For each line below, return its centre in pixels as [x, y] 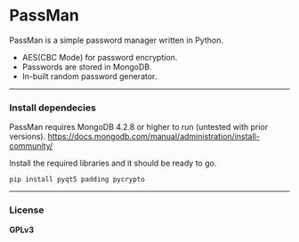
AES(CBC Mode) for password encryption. [100, 57]
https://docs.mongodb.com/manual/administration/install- [154, 137]
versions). [28, 137]
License [27, 210]
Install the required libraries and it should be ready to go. [113, 163]
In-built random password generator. [89, 76]
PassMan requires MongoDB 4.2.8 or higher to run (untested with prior [139, 127]
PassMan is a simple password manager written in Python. [117, 40]
